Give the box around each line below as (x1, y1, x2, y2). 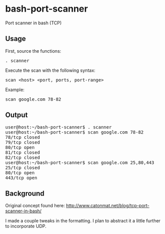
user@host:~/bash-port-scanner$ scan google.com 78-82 (5, 129, 144, 135)
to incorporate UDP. (5, 223, 46, 229)
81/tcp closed (5, 149, 40, 155)
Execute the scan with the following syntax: (5, 67, 96, 73)
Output (5, 111, 28, 120)
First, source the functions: (5, 48, 62, 54)
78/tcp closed (5, 134, 40, 140)
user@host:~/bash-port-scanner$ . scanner (5, 124, 112, 130)
